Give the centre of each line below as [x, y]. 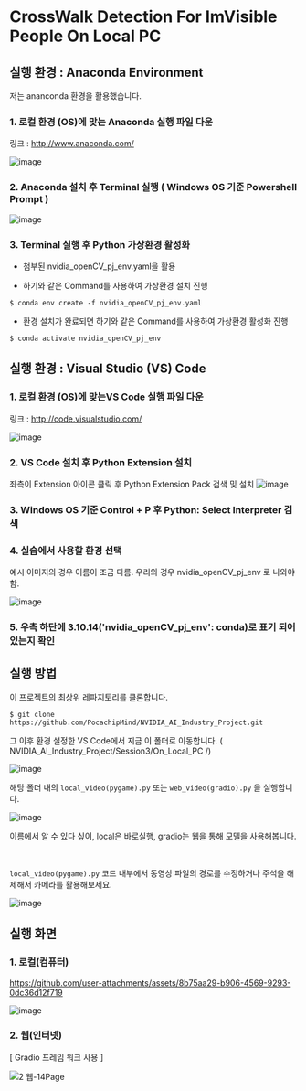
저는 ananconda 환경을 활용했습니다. [75, 96]
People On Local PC [85, 36]
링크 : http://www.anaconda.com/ [72, 144]
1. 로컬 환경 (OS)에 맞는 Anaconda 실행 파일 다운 [111, 122]
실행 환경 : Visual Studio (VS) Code [108, 369]
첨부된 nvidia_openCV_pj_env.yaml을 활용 [99, 266]
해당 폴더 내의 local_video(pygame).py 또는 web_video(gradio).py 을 [136, 787]
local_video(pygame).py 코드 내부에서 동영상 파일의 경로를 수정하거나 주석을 [147, 873]
